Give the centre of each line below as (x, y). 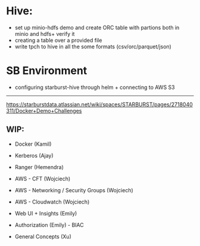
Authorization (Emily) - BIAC (49, 225)
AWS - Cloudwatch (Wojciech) (52, 202)
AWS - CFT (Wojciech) (43, 179)
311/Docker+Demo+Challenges (44, 110)
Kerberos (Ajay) (34, 155)
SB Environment (47, 71)
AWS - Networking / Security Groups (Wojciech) (74, 190)
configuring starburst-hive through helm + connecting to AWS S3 (95, 87)
